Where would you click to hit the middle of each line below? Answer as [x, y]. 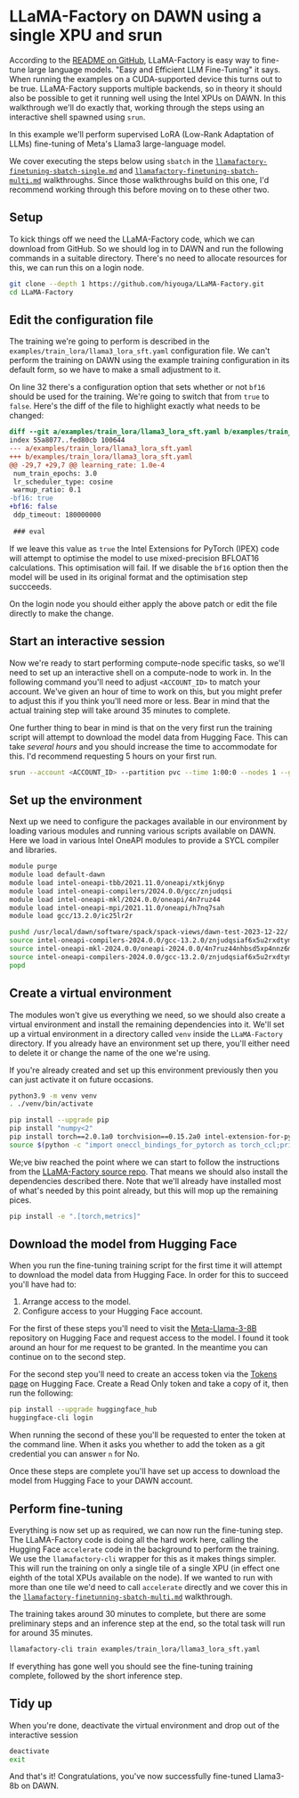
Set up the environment [76, 800]
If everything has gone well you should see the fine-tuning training [131, 1666]
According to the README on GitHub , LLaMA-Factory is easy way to [134, 60]
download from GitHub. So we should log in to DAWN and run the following [146, 248]
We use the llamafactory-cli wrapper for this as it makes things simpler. [143, 1558]
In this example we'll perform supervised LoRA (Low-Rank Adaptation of [141, 134]
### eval [29, 531]
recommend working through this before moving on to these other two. [139, 189]
